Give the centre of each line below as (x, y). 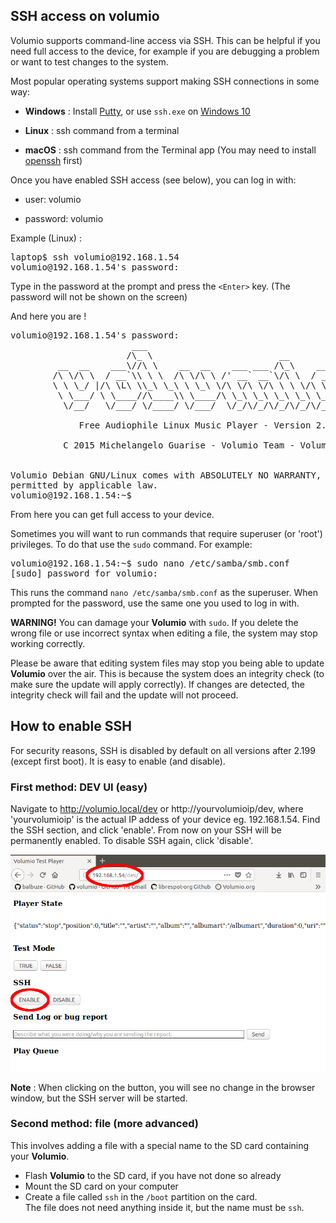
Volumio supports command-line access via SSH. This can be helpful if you (165, 40)
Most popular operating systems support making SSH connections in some (165, 81)
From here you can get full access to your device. (112, 514)
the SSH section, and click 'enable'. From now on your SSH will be (146, 830)
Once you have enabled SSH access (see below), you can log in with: (153, 180)
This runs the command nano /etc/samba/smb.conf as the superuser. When (164, 592)
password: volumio (64, 218)
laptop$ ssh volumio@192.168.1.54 (95, 257)
